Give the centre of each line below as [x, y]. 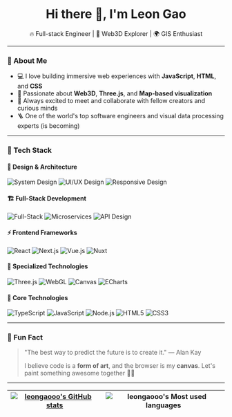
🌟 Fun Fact [25, 337]
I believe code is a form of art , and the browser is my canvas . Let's [120, 366]
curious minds [37, 108]
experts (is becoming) [48, 126]
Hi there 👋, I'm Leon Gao [116, 14]
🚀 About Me [27, 60]
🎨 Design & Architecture [42, 167]
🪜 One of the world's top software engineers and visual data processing [120, 116]
